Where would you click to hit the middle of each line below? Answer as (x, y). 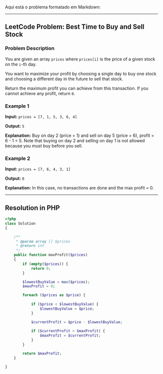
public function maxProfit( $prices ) (51, 255)
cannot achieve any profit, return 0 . (40, 93)
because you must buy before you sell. (44, 146)
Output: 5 (15, 126)
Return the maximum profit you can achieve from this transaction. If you (77, 88)
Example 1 (17, 106)
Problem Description (30, 48)
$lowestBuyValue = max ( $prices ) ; (56, 282)
